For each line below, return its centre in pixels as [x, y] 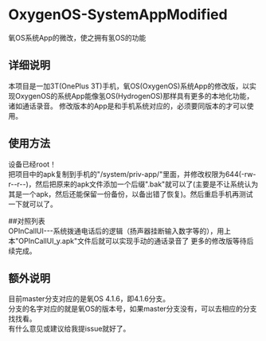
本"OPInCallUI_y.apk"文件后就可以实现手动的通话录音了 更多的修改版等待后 [131, 241]
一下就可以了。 [33, 204]
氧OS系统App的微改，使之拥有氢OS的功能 [77, 37]
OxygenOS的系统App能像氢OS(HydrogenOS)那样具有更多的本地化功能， [134, 96]
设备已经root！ [33, 164]
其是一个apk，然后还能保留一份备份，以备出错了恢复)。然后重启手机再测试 [131, 194]
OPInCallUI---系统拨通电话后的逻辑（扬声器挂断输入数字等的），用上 [120, 231]
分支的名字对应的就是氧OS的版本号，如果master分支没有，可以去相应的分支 [133, 309]
